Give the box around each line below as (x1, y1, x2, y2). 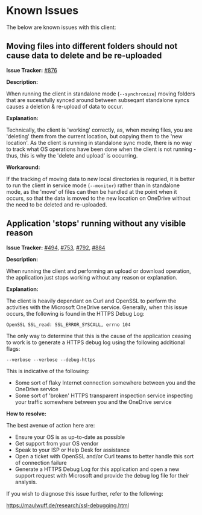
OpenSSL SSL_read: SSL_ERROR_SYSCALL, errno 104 (6, 321, 131, 328)
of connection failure (14, 459, 68, 466)
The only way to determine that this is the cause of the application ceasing (6, 332, 192, 339)
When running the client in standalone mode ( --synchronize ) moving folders (6, 90, 195, 97)
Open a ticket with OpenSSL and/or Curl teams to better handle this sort (14, 452, 194, 459)
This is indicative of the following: (6, 367, 90, 374)
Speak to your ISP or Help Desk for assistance (14, 446, 130, 453)
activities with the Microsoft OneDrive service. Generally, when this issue (6, 303, 188, 311)
